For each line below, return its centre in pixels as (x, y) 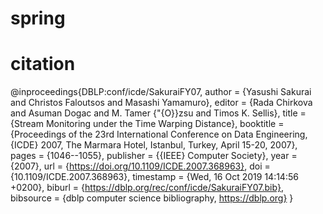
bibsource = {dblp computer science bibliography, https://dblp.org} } (152, 198)
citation (43, 64)
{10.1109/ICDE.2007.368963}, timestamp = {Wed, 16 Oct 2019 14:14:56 (154, 177)
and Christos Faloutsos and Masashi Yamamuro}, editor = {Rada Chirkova (161, 103)
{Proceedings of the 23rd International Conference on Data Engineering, (159, 134)
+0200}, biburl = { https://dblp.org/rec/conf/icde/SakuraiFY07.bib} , (147, 188)
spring (38, 18)
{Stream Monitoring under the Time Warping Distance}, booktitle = (147, 124)
